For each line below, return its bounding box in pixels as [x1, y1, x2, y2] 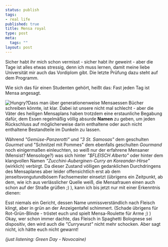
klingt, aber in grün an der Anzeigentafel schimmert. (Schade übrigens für [5, 205, 158, 211]
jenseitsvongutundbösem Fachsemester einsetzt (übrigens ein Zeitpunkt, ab [5, 173, 163, 179]
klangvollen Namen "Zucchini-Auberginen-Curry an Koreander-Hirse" [5, 157, 150, 164]
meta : [5, 36, 17, 41]
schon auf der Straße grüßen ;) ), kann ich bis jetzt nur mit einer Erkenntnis [5, 184, 160, 191]
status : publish [5, 7, 39, 13]
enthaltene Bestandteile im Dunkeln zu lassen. [5, 127, 101, 133]
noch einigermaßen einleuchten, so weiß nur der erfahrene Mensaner [5, 147, 149, 153]
